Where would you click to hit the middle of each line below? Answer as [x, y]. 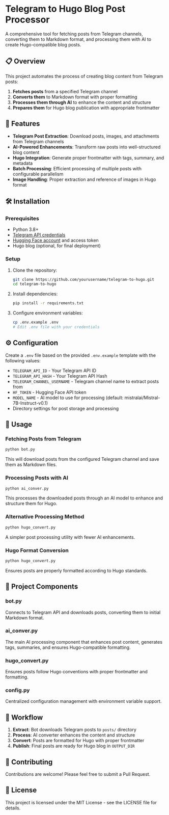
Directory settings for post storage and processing [66, 408]
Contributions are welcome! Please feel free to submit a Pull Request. [78, 774]
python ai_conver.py [27, 488]
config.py [18, 690]
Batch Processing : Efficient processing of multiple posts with [77, 168]
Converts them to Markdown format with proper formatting [75, 97]
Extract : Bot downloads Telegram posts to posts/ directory [74, 730]
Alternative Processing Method [45, 517]
